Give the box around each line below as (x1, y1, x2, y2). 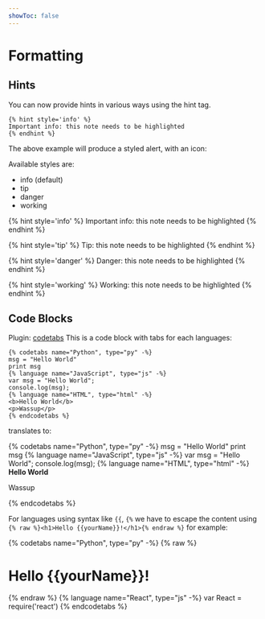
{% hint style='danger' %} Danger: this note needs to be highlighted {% (8, 255, 246, 266)
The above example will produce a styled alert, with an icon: (8, 143, 207, 153)
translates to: (8, 426, 52, 435)
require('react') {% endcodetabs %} (8, 601, 128, 612)
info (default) (19, 175, 63, 184)
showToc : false (8, 11, 59, 20)
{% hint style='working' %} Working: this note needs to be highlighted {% (8, 279, 252, 290)
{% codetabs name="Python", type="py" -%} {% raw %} (8, 539, 198, 548)
